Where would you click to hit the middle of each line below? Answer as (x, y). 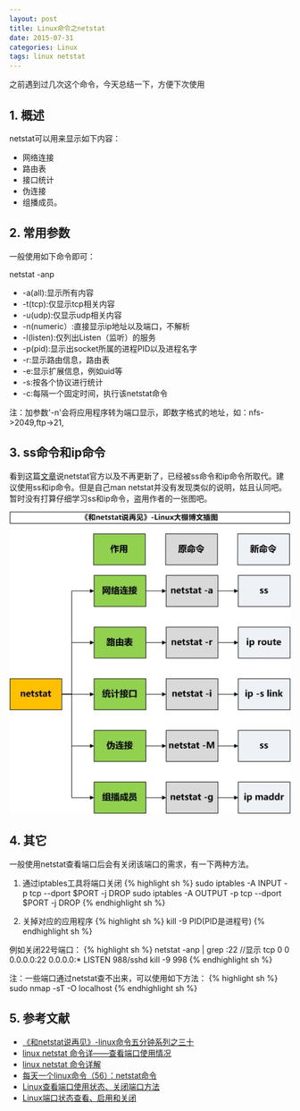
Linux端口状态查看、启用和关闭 (79, 1098)
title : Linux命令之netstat (57, 28)
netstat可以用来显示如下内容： (65, 138)
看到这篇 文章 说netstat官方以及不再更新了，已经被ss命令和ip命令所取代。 (143, 476)
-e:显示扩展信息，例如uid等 (72, 370)
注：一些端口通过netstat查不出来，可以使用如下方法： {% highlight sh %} (144, 978)
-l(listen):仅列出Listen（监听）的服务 (89, 337)
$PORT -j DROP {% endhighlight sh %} (94, 903)
